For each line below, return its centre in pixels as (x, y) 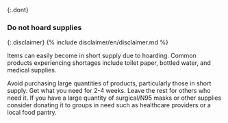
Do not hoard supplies (45, 27)
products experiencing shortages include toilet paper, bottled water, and (109, 63)
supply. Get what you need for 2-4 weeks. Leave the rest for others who (109, 91)
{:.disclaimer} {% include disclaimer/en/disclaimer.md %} (88, 42)
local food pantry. (32, 113)
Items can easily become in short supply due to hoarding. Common (102, 56)
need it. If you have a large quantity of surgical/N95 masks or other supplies (114, 98)
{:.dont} (18, 10)
